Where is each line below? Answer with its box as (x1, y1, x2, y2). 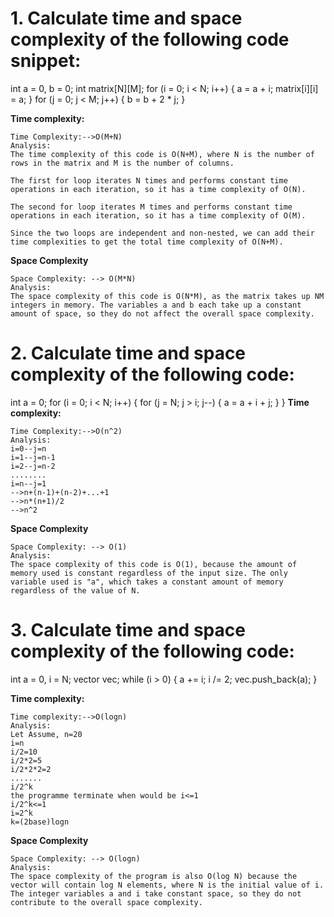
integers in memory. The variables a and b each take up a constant (10, 300, 302, 310)
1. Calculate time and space (10, 7, 243, 30)
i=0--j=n (10, 443, 47, 454)
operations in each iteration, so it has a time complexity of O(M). (10, 210, 307, 221)
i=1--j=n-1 (10, 452, 56, 462)
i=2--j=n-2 (10, 461, 56, 471)
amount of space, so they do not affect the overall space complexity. (10, 308, 315, 319)
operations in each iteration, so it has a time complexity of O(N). (10, 184, 307, 194)
